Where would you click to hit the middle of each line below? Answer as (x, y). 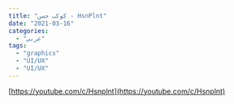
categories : (28, 31)
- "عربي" (30, 38)
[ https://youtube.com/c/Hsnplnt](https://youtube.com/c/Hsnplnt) (117, 91)
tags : (17, 46)
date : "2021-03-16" (41, 23)
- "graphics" (38, 53)
